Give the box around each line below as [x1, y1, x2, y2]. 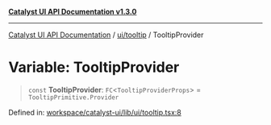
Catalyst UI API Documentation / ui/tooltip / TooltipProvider [8, 30, 204, 40]
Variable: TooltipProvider [8, 58, 180, 77]
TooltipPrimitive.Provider [27, 93, 119, 102]
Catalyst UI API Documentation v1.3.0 [8, 7, 137, 16]
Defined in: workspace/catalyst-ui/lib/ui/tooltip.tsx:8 [8, 107, 181, 117]
